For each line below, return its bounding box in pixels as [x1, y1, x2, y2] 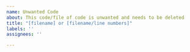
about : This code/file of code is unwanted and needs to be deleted [6, 15, 185, 21]
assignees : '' [6, 31, 43, 37]
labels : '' [6, 25, 34, 32]
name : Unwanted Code [6, 8, 59, 15]
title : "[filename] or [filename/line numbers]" [6, 20, 133, 26]
